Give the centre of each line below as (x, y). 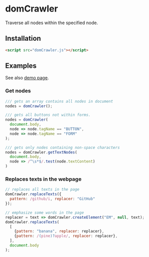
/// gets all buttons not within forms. (48, 115)
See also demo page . (27, 78)
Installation (23, 38)
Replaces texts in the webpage (43, 179)
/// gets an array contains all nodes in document (59, 101)
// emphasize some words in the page (45, 212)
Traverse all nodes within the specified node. (52, 23)
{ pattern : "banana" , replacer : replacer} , (59, 231)
